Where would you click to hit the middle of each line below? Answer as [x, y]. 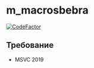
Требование [30, 45]
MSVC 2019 [29, 59]
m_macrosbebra [47, 10]
